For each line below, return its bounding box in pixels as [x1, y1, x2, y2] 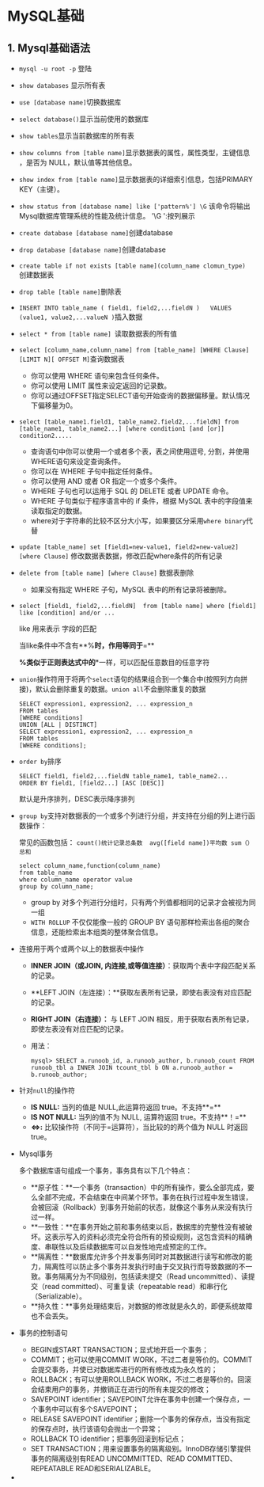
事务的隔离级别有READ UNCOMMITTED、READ [30, 1454, 186, 1463]
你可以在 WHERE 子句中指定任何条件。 [30, 466, 157, 476]
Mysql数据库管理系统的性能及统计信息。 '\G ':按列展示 [18, 211, 195, 220]
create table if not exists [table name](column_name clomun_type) [18, 262, 246, 270]
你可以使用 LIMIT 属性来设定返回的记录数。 [30, 381, 172, 390]
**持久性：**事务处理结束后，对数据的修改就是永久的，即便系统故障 [30, 1302, 253, 1310]
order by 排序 [18, 757, 62, 766]
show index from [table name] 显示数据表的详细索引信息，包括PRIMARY [18, 175, 254, 184]
